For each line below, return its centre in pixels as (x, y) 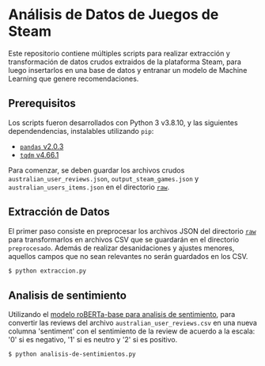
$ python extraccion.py (47, 271)
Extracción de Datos (59, 212)
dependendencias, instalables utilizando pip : (81, 131)
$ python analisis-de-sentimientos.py (72, 354)
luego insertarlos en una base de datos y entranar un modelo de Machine (128, 70)
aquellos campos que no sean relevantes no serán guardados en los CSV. (128, 256)
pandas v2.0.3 (42, 146)
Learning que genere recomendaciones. (74, 78)
